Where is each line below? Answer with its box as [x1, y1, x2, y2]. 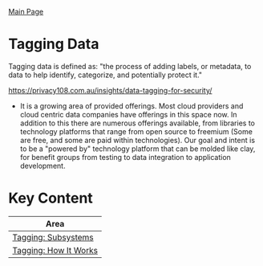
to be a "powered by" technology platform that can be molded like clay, [19, 144, 256, 153]
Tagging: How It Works [12, 244, 99, 256]
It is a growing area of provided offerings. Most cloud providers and [19, 100, 244, 111]
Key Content [8, 189, 94, 207]
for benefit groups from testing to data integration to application [19, 152, 231, 162]
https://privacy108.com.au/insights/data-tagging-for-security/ [8, 85, 212, 95]
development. [19, 161, 66, 170]
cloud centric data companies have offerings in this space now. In [19, 109, 238, 119]
